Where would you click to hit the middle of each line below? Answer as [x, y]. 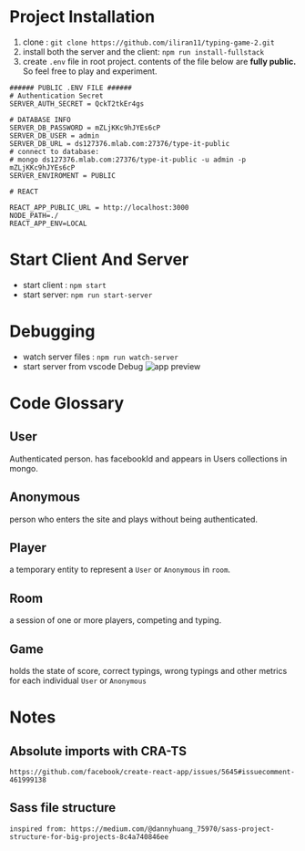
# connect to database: [55, 151]
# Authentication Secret [56, 96]
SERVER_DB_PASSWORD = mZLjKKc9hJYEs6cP [85, 128]
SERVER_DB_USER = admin [55, 135]
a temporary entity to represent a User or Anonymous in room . [120, 570]
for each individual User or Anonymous [78, 680]
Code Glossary [67, 403]
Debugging [52, 332]
